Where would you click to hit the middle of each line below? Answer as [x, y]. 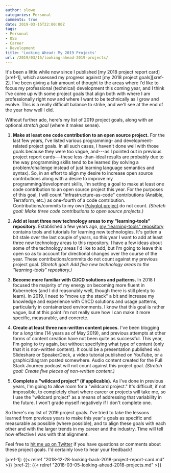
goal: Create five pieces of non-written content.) [64, 371]
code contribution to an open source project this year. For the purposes [88, 190]
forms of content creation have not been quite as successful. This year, [88, 339]
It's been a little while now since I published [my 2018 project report [77, 72]
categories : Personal [28, 15]
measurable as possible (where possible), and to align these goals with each [86, 423]
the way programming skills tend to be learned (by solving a [76, 162]
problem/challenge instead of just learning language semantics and [83, 168]
